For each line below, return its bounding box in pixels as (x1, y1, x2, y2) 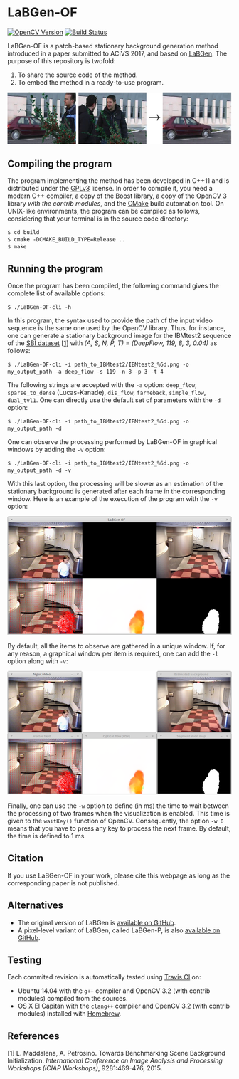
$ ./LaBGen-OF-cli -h (7, 304, 72, 311)
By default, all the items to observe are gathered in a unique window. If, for (7, 641, 225, 650)
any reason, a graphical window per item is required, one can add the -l (7, 649, 219, 658)
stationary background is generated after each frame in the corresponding (7, 487, 225, 495)
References (7, 1030, 60, 1042)
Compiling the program (7, 157, 112, 169)
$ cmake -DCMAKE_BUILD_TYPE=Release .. (7, 236, 126, 243)
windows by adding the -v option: (7, 446, 106, 454)
